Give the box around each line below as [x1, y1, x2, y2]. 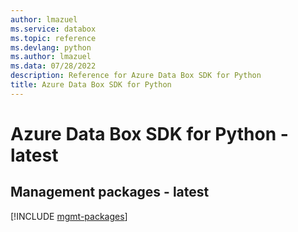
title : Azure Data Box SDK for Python [10, 80, 172, 90]
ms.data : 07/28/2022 [10, 61, 97, 71]
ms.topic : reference [10, 33, 97, 43]
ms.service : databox [10, 24, 97, 34]
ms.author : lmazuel [10, 52, 92, 62]
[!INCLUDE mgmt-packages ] [10, 210, 128, 222]
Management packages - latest [10, 184, 210, 201]
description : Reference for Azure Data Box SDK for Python [10, 71, 262, 81]
